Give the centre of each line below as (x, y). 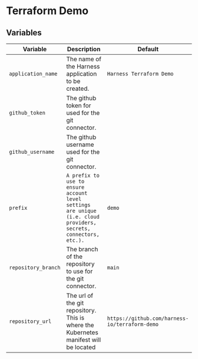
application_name (33, 74)
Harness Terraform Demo (140, 74)
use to (75, 181)
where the (80, 325)
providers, (81, 223)
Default (148, 49)
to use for (80, 271)
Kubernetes (82, 332)
